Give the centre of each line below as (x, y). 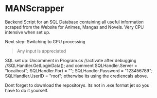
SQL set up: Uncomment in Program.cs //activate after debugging (71, 60)
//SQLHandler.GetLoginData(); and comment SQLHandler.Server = (71, 65)
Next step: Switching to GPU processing (45, 41)
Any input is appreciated (41, 51)
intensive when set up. (28, 32)
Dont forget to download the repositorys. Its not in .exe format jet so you (77, 85)
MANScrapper (35, 8)
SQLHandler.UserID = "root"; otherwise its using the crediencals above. (77, 76)
